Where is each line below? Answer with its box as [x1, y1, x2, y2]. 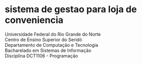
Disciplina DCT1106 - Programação [5, 52, 78, 59]
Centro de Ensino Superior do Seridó [5, 37, 82, 43]
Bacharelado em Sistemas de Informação [5, 47, 91, 53]
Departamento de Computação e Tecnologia [5, 42, 99, 48]
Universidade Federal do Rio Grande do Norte [5, 31, 101, 37]
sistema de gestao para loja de [5, 4, 137, 15]
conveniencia [5, 14, 64, 26]
